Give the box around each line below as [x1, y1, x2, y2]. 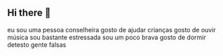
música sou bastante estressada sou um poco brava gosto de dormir [7, 33, 206, 41]
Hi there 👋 [7, 7, 51, 19]
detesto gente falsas [7, 40, 67, 49]
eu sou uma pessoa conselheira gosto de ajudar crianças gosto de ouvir [7, 25, 216, 34]
